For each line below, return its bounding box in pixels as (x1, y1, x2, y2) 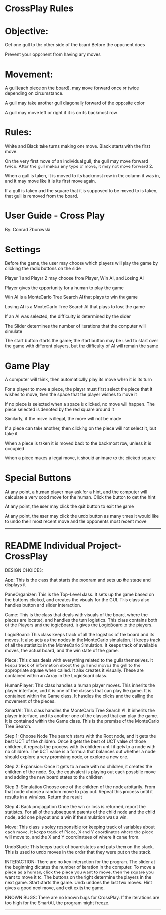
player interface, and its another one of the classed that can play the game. (5, 712, 158, 719)
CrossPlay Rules (5, 3, 74, 14)
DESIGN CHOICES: (5, 567, 43, 573)
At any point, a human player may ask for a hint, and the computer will (5, 489, 147, 495)
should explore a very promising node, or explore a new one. (5, 754, 129, 760)
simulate (5, 328, 23, 334)
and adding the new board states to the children (5, 774, 103, 780)
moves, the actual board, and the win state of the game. (5, 647, 119, 653)
